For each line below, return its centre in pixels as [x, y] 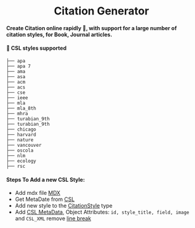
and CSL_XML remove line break [53, 218]
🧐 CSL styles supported [37, 48]
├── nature [20, 140]
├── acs [16, 87]
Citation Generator [101, 11]
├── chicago [21, 129]
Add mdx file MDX [37, 193]
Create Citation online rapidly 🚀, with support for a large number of [91, 28]
